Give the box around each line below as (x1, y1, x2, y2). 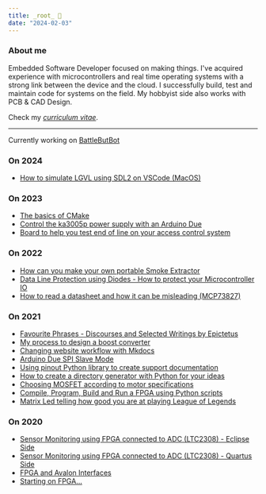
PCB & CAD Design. (8, 97, 73, 106)
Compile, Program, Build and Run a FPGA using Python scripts (19, 388, 223, 397)
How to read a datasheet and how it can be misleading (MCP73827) (19, 291, 241, 300)
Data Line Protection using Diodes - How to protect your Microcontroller (19, 274, 255, 284)
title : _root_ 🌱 (8, 11, 62, 20)
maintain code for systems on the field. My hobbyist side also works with (8, 88, 246, 98)
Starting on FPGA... (19, 477, 83, 486)
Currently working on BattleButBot (8, 135, 120, 145)
